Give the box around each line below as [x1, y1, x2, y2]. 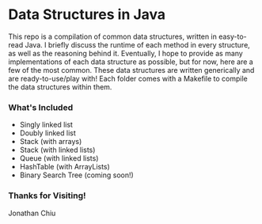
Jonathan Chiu [8, 208, 56, 218]
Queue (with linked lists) [19, 154, 99, 163]
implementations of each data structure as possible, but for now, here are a [8, 57, 253, 66]
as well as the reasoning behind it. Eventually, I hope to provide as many [8, 48, 243, 58]
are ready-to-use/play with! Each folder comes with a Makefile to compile [8, 74, 248, 83]
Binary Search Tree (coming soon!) [19, 170, 135, 180]
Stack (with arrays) [19, 137, 82, 146]
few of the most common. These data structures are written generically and [8, 65, 255, 74]
